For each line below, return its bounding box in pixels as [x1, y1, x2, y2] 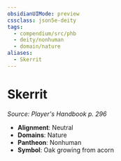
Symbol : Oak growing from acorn [17, 146, 114, 154]
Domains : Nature [17, 131, 68, 139]
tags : [7, 23, 23, 30]
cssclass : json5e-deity [7, 17, 77, 24]
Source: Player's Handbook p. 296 [7, 110, 107, 118]
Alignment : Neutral [17, 123, 73, 131]
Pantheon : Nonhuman [17, 138, 82, 146]
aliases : [7, 50, 33, 57]
